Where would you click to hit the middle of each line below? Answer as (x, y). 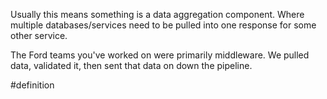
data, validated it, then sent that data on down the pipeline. (131, 65)
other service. (39, 35)
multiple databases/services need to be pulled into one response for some (163, 25)
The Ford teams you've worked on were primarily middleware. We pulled (160, 55)
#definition (32, 85)
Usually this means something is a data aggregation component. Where (157, 14)
